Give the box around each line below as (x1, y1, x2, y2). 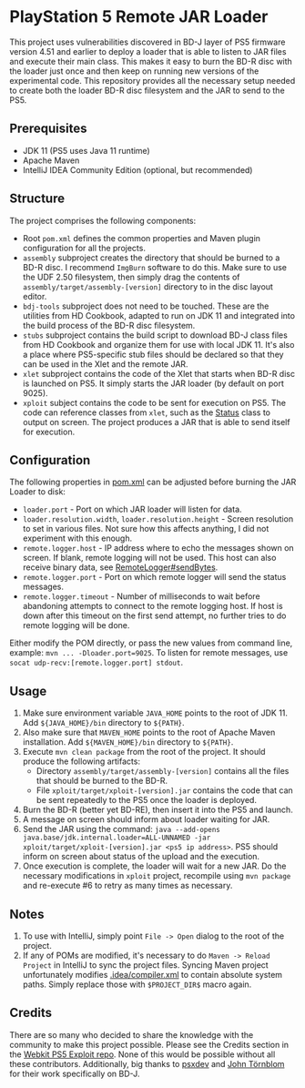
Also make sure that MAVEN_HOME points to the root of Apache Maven (22, 727, 276, 738)
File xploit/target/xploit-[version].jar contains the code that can (36, 785, 293, 796)
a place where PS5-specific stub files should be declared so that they (22, 349, 284, 360)
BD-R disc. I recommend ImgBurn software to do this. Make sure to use (22, 261, 287, 272)
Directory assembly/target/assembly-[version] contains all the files (36, 766, 290, 777)
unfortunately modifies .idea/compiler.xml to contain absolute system (22, 970, 283, 980)
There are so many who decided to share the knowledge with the (9, 1029, 254, 1040)
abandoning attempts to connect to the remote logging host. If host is (22, 601, 284, 612)
